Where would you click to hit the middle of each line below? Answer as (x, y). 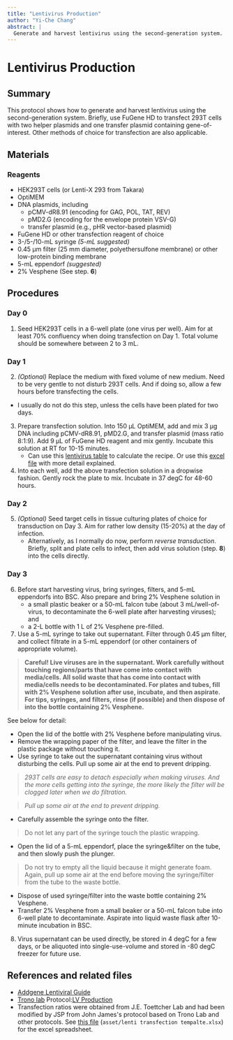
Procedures (33, 293)
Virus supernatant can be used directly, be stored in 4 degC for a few (117, 939)
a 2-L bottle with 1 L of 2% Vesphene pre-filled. (96, 626)
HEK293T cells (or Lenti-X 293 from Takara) (81, 189)
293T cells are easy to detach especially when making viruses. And (122, 777)
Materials (28, 154)
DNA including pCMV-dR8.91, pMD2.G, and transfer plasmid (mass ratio (120, 433)
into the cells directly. (58, 556)
